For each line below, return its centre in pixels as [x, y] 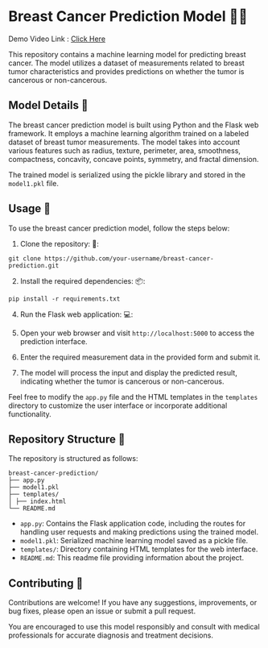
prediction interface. [54, 341]
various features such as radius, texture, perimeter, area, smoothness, [125, 150]
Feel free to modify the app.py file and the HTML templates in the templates [133, 397]
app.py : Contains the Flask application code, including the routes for [133, 524]
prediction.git [34, 265]
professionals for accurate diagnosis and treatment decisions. [111, 635]
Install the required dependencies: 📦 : [82, 280]
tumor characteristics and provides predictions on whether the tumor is [126, 71]
